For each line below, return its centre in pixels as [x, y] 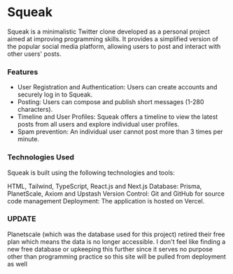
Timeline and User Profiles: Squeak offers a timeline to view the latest [118, 117]
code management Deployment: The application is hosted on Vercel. [106, 201]
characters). [35, 110]
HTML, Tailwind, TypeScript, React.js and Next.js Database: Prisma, [105, 186]
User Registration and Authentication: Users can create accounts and [117, 87]
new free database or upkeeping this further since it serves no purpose [110, 249]
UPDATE [22, 219]
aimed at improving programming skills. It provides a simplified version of [113, 38]
